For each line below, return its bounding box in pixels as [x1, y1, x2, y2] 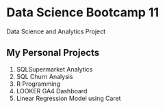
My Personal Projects [6, 47, 100, 59]
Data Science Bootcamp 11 [6, 5, 159, 20]
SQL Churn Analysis [16, 72, 73, 80]
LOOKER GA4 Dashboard [16, 87, 88, 95]
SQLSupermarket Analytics [16, 65, 93, 73]
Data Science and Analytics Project [6, 27, 106, 35]
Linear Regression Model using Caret [16, 94, 121, 102]
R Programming [16, 80, 61, 88]
